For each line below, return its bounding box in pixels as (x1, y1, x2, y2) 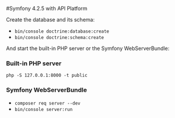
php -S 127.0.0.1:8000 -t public (6, 73, 88, 78)
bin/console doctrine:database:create (14, 28, 109, 34)
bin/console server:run (14, 106, 73, 112)
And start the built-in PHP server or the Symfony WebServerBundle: (6, 45, 170, 52)
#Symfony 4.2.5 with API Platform (6, 5, 88, 12)
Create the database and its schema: (6, 16, 95, 23)
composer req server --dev (14, 100, 81, 106)
